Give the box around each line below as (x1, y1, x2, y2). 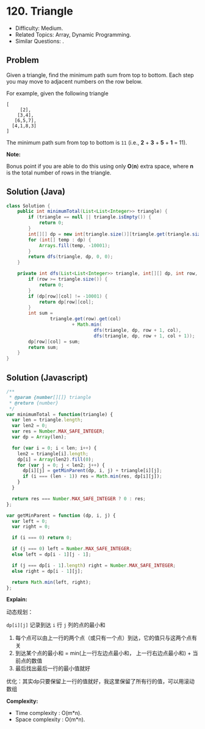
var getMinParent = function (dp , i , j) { (6, 512, 116, 519)
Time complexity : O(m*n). (15, 709, 82, 717)
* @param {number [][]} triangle (9, 394, 92, 400)
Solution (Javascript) (6, 372, 88, 382)
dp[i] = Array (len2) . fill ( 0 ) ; (17, 456, 95, 462)
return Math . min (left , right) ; (12, 579, 92, 585)
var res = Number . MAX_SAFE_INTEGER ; (12, 428, 105, 434)
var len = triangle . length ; (12, 417, 84, 423)
